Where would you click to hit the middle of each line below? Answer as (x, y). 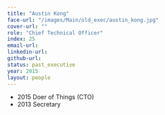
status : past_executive (41, 65)
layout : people (29, 77)
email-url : (23, 45)
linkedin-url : (28, 52)
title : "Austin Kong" (38, 13)
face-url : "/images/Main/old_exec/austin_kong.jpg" (83, 20)
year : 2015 (23, 71)
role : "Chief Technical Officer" (55, 33)
